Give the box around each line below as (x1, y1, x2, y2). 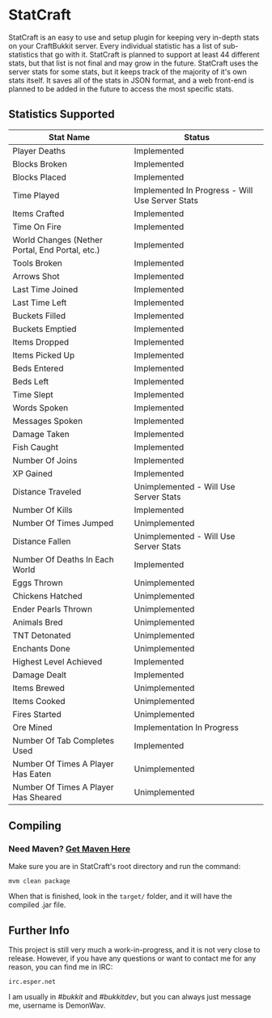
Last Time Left (12, 297, 67, 308)
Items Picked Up (12, 350, 75, 361)
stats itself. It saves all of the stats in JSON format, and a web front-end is (8, 75, 254, 85)
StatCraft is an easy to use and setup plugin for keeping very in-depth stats (8, 32, 260, 42)
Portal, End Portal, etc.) (12, 244, 100, 256)
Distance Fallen (12, 536, 71, 547)
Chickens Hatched (12, 590, 83, 601)
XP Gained (12, 468, 53, 479)
